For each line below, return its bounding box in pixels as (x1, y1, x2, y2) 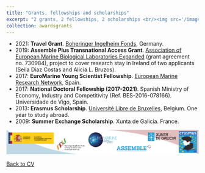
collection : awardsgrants (6, 23, 72, 29)
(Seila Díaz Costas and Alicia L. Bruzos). (15, 66, 116, 73)
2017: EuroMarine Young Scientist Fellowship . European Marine (15, 72, 178, 80)
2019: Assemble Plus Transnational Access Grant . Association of (15, 46, 182, 54)
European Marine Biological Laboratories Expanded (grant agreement (15, 53, 190, 60)
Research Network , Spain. (15, 79, 81, 86)
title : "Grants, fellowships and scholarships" (6, 10, 130, 16)
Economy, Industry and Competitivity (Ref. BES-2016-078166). (15, 92, 172, 99)
